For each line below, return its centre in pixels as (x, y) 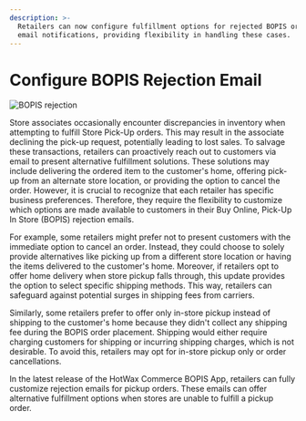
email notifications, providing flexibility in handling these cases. (154, 35)
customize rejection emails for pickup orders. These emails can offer (138, 389)
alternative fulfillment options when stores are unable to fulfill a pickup (142, 398)
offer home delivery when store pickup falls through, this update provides (147, 276)
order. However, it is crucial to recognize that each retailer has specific (142, 190)
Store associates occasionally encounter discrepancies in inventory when (148, 123)
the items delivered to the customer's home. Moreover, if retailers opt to (144, 266)
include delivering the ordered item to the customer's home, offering (138, 171)
